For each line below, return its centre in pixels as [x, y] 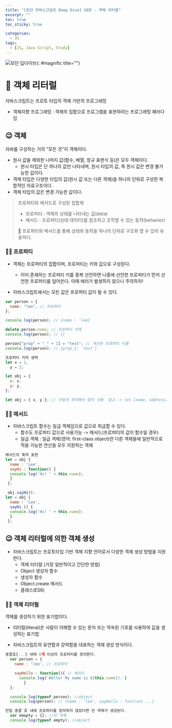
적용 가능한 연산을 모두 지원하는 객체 [57, 445]
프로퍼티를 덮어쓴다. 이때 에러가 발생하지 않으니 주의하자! [87, 281]
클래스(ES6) [33, 590]
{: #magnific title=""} [58, 63]
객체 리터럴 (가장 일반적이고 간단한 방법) [60, 565]
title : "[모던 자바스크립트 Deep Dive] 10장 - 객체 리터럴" [63, 10]
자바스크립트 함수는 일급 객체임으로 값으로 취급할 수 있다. [69, 426]
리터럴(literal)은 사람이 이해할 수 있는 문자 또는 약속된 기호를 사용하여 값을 [86, 628]
